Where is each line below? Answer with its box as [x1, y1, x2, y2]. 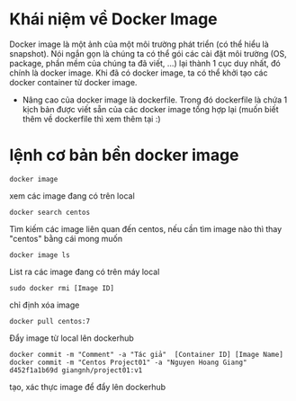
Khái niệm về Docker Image [9, 9, 218, 30]
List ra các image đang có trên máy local [9, 266, 160, 277]
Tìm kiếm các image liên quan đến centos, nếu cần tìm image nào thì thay [9, 223, 283, 234]
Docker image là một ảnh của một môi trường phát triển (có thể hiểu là [9, 39, 270, 49]
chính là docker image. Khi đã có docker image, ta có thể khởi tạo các [9, 67, 268, 78]
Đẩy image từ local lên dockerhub [9, 333, 135, 343]
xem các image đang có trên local [9, 190, 135, 201]
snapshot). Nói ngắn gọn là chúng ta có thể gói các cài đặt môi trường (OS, [9, 48, 288, 58]
